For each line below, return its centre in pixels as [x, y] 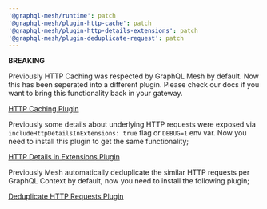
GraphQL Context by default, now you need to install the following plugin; [129, 181]
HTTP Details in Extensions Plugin [64, 157]
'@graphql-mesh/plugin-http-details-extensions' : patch [103, 30]
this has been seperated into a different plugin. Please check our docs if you [134, 85]
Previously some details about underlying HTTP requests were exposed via [132, 124]
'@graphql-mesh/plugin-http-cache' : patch [80, 23]
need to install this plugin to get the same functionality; [99, 142]
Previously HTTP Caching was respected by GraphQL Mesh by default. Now [134, 76]
